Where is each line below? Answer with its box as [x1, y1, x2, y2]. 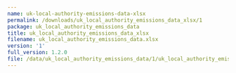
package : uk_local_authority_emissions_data [7, 23, 140, 30]
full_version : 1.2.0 [7, 49, 68, 56]
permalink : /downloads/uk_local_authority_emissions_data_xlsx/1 [7, 17, 202, 24]
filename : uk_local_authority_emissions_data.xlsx [7, 36, 159, 43]
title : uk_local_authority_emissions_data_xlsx [7, 29, 150, 37]
